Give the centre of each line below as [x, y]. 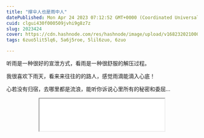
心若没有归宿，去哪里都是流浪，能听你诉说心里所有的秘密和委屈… [89, 89]
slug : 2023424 [24, 29]
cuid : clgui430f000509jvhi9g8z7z [49, 23]
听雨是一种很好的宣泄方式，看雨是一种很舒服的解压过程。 [78, 63]
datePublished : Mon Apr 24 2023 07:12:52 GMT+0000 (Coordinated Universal [103, 18]
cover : [15, 34]
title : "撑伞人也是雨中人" [37, 12]
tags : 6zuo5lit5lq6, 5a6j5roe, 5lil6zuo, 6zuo [66, 40]
